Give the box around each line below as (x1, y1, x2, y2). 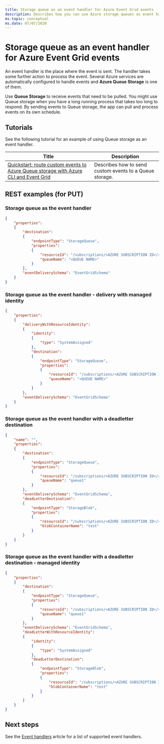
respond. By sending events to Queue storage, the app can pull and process (5, 104, 159, 110)
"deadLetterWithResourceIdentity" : (22, 630, 95, 635)
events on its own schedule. (5, 109, 61, 115)
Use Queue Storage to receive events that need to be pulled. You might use (5, 93, 158, 99)
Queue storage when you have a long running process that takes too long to (5, 99, 158, 105)
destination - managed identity (5, 560, 81, 566)
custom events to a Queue (94, 167, 155, 174)
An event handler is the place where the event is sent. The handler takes (5, 68, 150, 74)
